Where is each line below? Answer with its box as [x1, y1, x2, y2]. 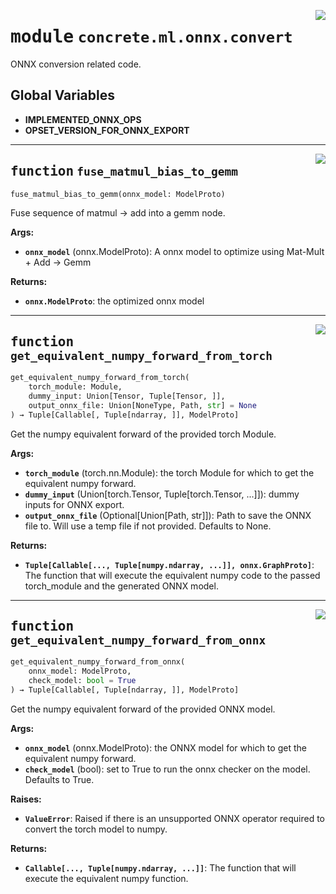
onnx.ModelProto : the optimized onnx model [24, 295, 205, 307]
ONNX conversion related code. [10, 58, 142, 70]
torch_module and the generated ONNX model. [24, 580, 219, 592]
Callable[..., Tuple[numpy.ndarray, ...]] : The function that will [24, 861, 297, 874]
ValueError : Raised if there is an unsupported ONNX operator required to [24, 812, 326, 824]
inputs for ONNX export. [24, 498, 125, 510]
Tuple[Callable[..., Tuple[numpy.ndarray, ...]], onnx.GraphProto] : [24, 558, 315, 570]
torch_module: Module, [28, 382, 123, 392]
